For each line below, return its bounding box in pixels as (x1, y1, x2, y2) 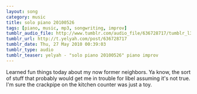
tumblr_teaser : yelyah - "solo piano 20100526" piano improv (6, 52, 159, 58)
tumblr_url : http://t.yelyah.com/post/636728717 (6, 36, 127, 42)
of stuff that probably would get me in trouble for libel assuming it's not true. (6, 75, 191, 82)
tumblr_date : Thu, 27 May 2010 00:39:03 (6, 42, 107, 48)
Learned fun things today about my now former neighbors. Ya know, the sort (6, 68, 191, 75)
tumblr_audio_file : (6, 31, 54, 36)
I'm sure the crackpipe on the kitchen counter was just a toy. (6, 80, 152, 88)
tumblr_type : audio (6, 47, 54, 53)
